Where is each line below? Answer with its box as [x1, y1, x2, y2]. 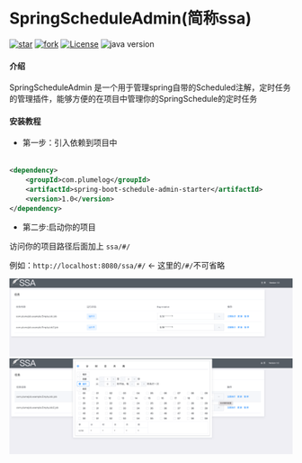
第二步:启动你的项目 [22, 222, 96, 232]
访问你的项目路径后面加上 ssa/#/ [9, 241, 130, 251]
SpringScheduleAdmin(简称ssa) [9, 8, 252, 29]
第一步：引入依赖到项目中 [22, 137, 118, 149]
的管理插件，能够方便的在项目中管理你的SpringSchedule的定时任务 [9, 94, 258, 104]
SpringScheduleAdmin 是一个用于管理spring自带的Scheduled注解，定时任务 [9, 82, 291, 93]
